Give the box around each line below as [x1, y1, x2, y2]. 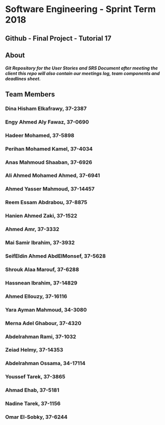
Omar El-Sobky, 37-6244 [5, 413, 67, 420]
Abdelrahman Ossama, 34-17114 [5, 360, 86, 367]
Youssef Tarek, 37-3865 [5, 373, 66, 380]
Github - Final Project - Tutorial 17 [5, 34, 111, 42]
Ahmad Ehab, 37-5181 [5, 386, 59, 393]
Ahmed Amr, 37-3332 [5, 226, 59, 233]
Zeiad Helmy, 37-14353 [5, 346, 63, 353]
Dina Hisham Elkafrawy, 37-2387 [5, 105, 87, 112]
